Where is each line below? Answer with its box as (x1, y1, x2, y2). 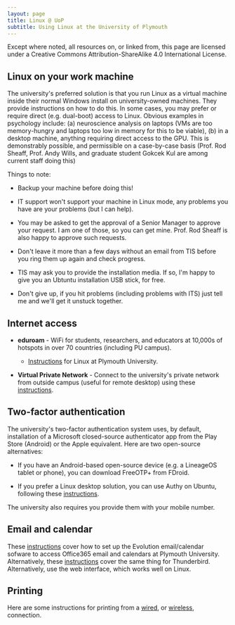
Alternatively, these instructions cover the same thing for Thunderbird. (7, 557, 210, 565)
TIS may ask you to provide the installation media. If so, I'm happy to (17, 268, 215, 277)
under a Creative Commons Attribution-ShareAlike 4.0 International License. (7, 50, 227, 58)
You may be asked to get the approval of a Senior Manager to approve (17, 219, 221, 227)
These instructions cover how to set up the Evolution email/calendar (7, 542, 204, 550)
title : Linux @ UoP (7, 17, 65, 24)
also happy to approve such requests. (17, 234, 127, 242)
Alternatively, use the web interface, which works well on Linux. (7, 564, 192, 573)
